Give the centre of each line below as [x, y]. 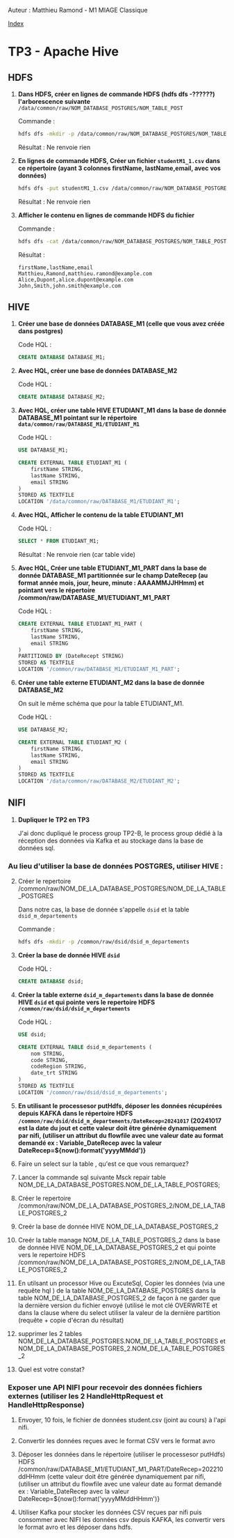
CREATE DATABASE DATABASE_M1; [62, 357]
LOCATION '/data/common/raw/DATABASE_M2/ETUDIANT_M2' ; [99, 781]
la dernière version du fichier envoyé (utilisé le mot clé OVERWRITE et [118, 1305]
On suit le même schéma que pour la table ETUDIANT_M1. [101, 704]
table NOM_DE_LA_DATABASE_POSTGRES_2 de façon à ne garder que [119, 1298]
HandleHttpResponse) [46, 1405]
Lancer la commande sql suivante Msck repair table [92, 1177]
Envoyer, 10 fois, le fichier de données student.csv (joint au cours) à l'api [122, 1420]
